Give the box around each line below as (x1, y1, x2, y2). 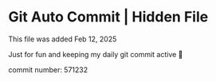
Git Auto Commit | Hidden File (8, 8, 209, 26)
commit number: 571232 (8, 64, 88, 75)
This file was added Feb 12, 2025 (8, 34, 117, 44)
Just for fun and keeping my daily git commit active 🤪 (8, 49, 183, 59)
